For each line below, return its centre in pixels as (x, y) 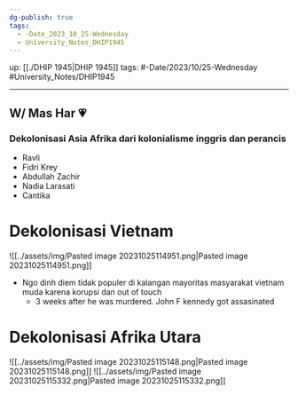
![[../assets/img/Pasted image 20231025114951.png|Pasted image (129, 256)
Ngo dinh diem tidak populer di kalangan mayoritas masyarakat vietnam (153, 282)
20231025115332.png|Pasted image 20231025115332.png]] (118, 380)
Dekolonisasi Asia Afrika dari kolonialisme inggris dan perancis (148, 138)
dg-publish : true (41, 17)
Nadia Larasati (48, 186)
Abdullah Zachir (51, 176)
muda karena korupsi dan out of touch (92, 292)
